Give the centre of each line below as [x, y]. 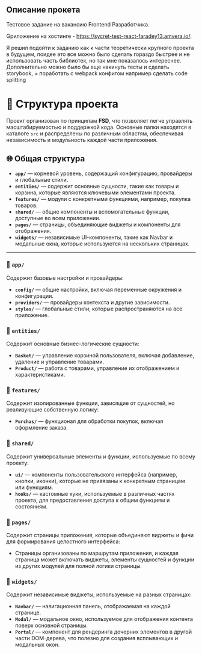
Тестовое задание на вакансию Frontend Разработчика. [78, 24]
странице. [28, 612]
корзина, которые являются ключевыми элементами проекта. [95, 193]
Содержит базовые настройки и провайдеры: [65, 278]
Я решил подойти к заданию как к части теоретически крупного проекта [100, 48]
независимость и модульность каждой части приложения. [82, 140]
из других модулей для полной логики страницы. [78, 566]
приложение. [32, 315]
